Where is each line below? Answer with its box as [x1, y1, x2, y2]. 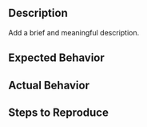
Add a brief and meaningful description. [8, 27, 140, 37]
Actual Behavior [8, 78, 90, 92]
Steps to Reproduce [8, 105, 109, 119]
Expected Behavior [8, 51, 105, 65]
